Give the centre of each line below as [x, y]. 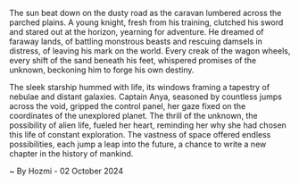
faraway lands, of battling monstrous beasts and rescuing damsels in [136, 41]
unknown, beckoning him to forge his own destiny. [102, 70]
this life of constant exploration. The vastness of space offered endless [140, 135]
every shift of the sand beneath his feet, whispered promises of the [133, 60]
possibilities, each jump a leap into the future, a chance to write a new [138, 144]
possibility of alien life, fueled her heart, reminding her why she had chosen [148, 125]
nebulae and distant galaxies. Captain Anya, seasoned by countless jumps [146, 97]
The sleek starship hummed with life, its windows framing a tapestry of [140, 87]
